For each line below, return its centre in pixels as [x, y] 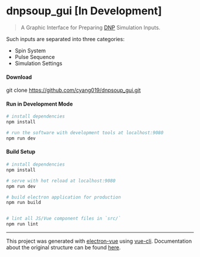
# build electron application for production [63, 197]
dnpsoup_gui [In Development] [84, 11]
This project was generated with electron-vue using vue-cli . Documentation [99, 241]
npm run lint [22, 224]
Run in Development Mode [40, 104]
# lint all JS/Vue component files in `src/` [63, 219]
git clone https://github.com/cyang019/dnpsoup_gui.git [74, 90]
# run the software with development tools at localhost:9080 [85, 133]
